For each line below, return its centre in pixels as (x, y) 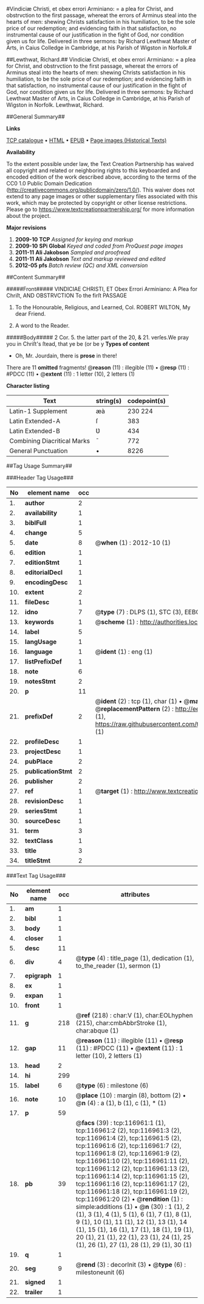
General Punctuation (39, 451)
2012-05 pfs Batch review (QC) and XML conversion (81, 265)
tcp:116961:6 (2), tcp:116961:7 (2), (128, 1146)
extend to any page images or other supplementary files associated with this (102, 196)
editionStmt (42, 562)
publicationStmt (49, 771)
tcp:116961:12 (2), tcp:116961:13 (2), (132, 1169)
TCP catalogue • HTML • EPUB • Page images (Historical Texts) (87, 140)
